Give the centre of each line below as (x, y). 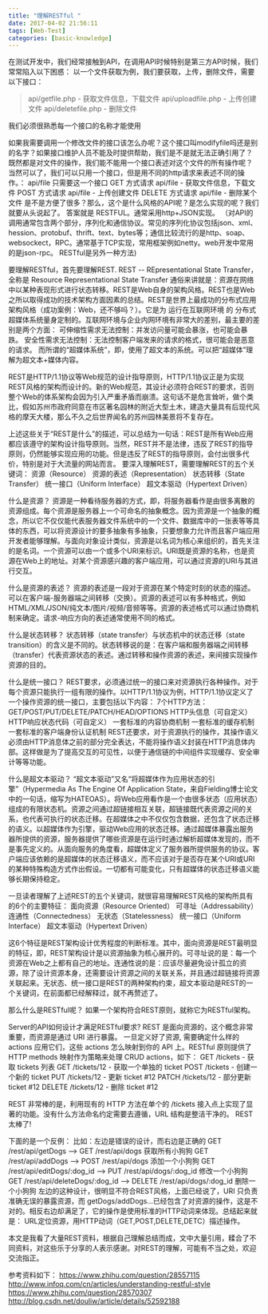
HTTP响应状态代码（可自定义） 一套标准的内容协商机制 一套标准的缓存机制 (132, 722)
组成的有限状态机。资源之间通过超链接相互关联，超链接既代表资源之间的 (127, 809)
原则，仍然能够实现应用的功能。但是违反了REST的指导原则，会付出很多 (126, 454)
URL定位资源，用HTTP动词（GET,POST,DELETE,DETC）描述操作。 (134, 1221)
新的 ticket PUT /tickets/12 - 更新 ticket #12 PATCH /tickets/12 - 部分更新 (133, 1077)
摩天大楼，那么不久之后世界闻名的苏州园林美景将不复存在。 (120, 417)
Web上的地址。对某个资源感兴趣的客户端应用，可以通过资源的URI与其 (137, 561)
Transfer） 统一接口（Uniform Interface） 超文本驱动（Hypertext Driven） (130, 484)
